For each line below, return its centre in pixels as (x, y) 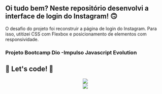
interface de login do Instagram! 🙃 (61, 17)
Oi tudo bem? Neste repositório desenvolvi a (77, 8)
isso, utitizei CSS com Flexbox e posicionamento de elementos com (76, 34)
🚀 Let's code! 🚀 (29, 69)
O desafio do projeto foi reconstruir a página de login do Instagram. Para (81, 28)
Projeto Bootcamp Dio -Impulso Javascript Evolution (71, 52)
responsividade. (22, 39)
